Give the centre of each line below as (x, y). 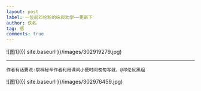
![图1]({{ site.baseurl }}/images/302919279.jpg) (64, 52)
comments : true (25, 34)
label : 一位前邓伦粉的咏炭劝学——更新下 (49, 17)
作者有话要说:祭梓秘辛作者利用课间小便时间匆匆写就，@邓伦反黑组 (76, 70)
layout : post (22, 12)
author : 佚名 (22, 23)
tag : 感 (15, 28)
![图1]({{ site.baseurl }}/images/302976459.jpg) (65, 82)
